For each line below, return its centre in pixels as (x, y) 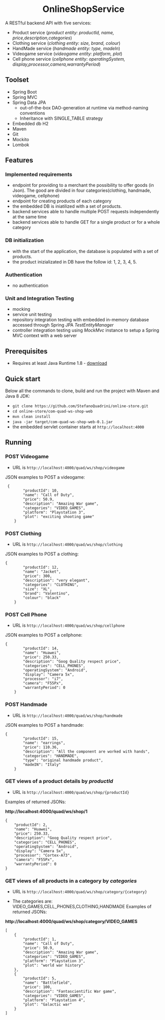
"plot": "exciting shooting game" (59, 516)
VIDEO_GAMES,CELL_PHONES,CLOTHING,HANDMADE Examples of (82, 907)
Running (19, 443)
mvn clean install (31, 417)
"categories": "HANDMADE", (51, 756)
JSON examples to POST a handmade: (45, 725)
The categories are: (33, 901)
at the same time (30, 217)
